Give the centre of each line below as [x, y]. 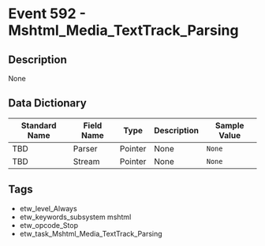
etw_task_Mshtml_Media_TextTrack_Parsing [91, 233]
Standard [39, 125]
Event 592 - [47, 14]
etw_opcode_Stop [49, 225]
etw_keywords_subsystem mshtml [75, 217]
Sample [230, 125]
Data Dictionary [47, 103]
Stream [86, 161]
